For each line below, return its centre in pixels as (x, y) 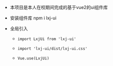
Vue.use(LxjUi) (33, 58)
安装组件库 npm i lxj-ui (33, 18)
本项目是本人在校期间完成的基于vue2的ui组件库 (59, 7)
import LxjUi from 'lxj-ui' (47, 39)
